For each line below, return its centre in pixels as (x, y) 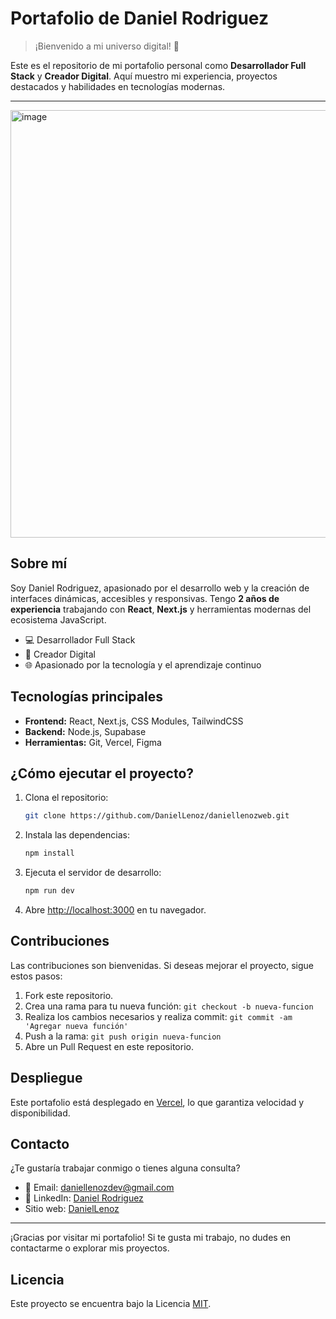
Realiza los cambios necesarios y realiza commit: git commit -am (158, 1016)
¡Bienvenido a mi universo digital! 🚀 (107, 46)
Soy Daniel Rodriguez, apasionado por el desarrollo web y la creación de (160, 588)
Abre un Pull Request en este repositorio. (109, 1046)
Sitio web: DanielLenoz (72, 1209)
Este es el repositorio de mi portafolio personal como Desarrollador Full (158, 65)
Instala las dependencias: (77, 835)
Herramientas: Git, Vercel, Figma (93, 742)
